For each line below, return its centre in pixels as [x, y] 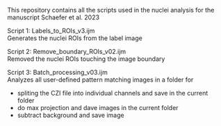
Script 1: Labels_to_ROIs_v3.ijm [51, 31]
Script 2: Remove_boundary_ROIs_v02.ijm [67, 52]
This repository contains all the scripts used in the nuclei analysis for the [111, 10]
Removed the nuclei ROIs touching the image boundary [86, 59]
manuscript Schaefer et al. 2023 [53, 17]
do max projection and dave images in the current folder [98, 108]
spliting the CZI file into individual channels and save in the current [113, 93]
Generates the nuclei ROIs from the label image [75, 38]
